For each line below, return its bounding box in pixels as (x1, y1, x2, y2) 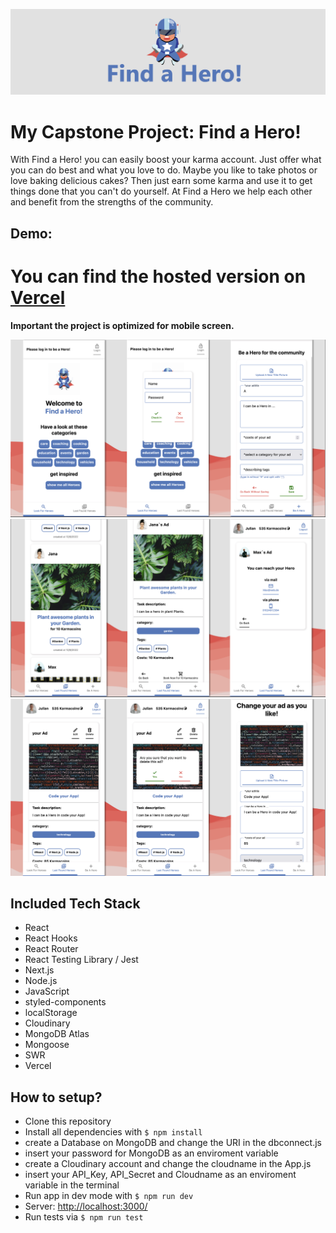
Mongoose (24, 1039, 70, 1051)
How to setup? (10, 1089, 103, 1106)
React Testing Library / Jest (24, 954, 139, 966)
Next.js (24, 964, 55, 976)
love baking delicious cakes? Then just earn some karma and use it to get (10, 175, 313, 187)
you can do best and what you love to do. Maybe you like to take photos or (10, 164, 318, 176)
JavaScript (24, 985, 70, 998)
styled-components (24, 996, 107, 1008)
